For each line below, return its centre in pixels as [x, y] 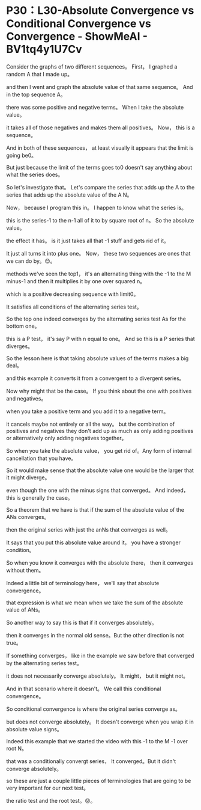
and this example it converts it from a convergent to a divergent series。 [95, 378]
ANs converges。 [28, 517]
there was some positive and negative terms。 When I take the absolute [95, 107]
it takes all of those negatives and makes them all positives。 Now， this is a [100, 127]
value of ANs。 [25, 610]
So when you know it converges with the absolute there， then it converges [100, 563]
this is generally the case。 [40, 497]
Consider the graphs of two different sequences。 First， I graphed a [92, 66]
